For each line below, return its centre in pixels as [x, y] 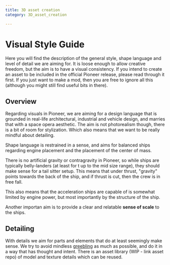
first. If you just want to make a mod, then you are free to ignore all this [79, 80]
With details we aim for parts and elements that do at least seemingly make [84, 241]
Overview [21, 101]
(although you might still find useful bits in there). [57, 85]
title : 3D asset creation [32, 10]
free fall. [14, 182]
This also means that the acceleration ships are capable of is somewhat [80, 192]
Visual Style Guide [45, 44]
